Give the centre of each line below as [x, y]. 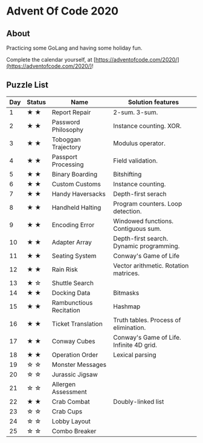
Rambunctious [72, 302]
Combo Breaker [74, 431]
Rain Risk [65, 269]
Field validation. [136, 160]
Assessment [69, 392]
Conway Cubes [73, 341]
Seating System [74, 256]
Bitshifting [127, 174]
